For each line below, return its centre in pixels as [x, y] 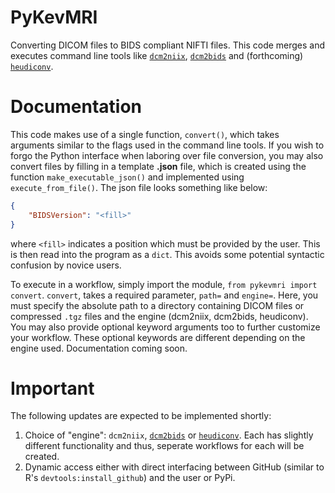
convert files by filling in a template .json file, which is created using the [158, 166]
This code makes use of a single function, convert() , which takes [145, 134]
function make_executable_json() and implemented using [127, 177]
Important [52, 388]
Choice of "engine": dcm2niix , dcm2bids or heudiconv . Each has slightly [169, 435]
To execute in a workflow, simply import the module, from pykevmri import [164, 284]
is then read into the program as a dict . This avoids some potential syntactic [167, 254]
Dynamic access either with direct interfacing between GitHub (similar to [174, 467]
